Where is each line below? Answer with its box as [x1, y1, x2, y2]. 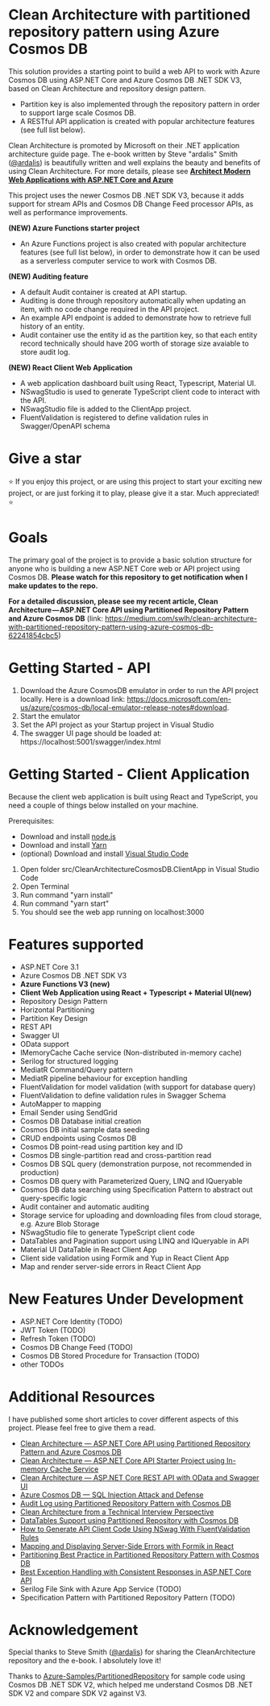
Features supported [8, 935, 144, 953]
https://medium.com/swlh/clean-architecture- [104, 613, 258, 623]
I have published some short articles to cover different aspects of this [8, 1414, 239, 1424]
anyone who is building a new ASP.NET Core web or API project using [8, 563, 240, 573]
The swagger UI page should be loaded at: [19, 728, 163, 738]
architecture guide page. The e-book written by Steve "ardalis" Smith [8, 149, 239, 159]
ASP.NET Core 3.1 [19, 961, 79, 972]
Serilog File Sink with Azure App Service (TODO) [19, 1584, 181, 1593]
